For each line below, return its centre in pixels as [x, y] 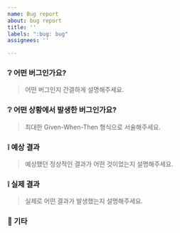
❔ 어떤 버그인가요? [37, 73]
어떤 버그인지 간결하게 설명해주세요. [74, 90]
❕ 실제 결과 [24, 184]
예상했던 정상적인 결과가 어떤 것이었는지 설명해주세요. [99, 164]
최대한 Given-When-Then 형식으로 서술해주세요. [93, 127]
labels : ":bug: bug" [38, 34]
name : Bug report [33, 14]
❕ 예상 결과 [24, 147]
